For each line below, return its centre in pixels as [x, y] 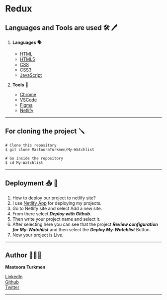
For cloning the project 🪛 [45, 131]
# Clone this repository [31, 145]
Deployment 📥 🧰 [32, 183]
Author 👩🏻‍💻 [24, 255]
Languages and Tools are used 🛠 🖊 [61, 28]
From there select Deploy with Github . [52, 214]
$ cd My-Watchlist [24, 162]
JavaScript [31, 75]
